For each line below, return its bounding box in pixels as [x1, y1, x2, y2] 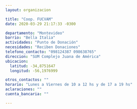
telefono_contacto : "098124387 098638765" [5, 49, 96, 54]
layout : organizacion [5, 7, 51, 13]
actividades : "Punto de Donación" [5, 40, 79, 45]
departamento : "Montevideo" [5, 30, 65, 35]
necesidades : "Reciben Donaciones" [5, 45, 81, 50]
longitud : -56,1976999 [10, 68, 58, 74]
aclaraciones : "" [5, 87, 42, 92]
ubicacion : [5, 59, 28, 64]
